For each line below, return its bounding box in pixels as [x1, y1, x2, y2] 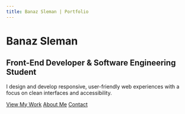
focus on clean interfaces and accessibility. [6, 89, 112, 96]
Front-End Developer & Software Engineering [6, 58, 176, 68]
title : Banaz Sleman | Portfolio [6, 8, 89, 15]
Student [6, 67, 37, 77]
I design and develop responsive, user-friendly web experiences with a [6, 83, 180, 90]
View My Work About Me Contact [6, 100, 88, 107]
